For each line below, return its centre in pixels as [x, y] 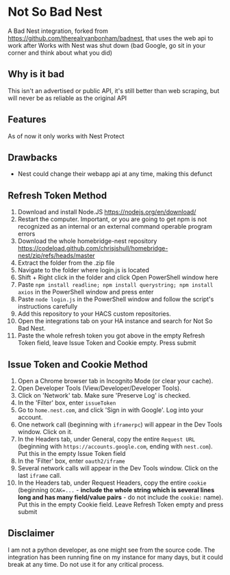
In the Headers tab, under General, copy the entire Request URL [106, 439]
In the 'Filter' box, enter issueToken [67, 402]
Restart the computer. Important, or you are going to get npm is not [112, 219]
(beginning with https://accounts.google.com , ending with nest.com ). [115, 446]
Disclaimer [31, 534]
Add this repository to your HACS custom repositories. [94, 314]
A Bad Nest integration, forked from [58, 31]
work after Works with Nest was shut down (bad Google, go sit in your [107, 45]
